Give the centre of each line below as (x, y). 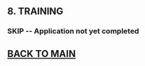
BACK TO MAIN (41, 54)
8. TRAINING (35, 11)
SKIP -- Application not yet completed (73, 31)
